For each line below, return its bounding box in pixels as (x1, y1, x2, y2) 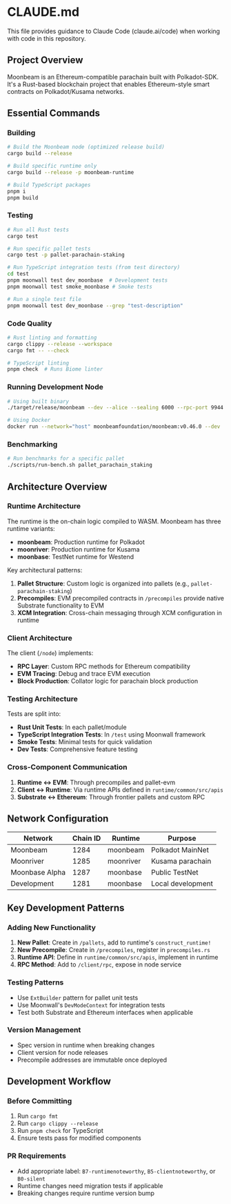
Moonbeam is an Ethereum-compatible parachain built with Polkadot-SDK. (7, 72, 219, 81)
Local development (150, 878, 214, 888)
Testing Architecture (7, 695, 78, 704)
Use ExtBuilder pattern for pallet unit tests (17, 993, 139, 1002)
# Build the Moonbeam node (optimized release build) (7, 144, 165, 150)
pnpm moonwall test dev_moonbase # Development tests (7, 277, 168, 284)
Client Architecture (7, 633, 72, 643)
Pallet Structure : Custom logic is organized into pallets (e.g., (17, 579, 190, 588)
